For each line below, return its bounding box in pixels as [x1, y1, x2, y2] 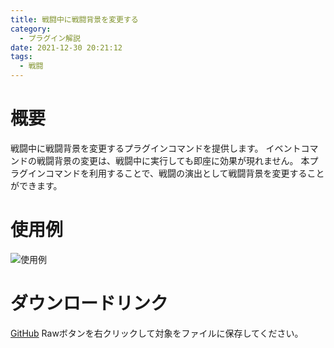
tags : [10, 52, 33, 62]
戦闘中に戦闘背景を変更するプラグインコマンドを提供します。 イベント [10, 142, 302, 154]
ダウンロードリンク [10, 292, 169, 315]
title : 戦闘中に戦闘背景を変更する [10, 14, 139, 25]
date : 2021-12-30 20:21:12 [10, 42, 123, 53]
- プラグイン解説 [19, 33, 81, 43]
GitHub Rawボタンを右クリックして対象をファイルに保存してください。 [10, 327, 304, 339]
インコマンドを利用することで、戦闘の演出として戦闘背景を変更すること [27, 167, 325, 179]
